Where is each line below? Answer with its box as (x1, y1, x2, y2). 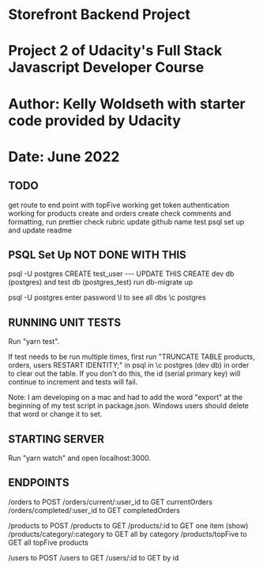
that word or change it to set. (8, 410, 103, 419)
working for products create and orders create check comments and (8, 208, 231, 218)
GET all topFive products (8, 538, 88, 547)
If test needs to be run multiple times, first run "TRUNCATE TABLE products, (8, 352, 255, 361)
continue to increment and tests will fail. (8, 377, 138, 387)
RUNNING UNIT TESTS (8, 315, 122, 329)
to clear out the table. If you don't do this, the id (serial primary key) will (8, 369, 241, 379)
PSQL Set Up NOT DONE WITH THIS (8, 247, 187, 262)
